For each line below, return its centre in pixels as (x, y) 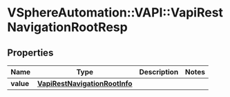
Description (159, 72)
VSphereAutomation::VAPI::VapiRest (115, 13)
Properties (30, 53)
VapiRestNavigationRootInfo (85, 84)
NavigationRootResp (67, 27)
